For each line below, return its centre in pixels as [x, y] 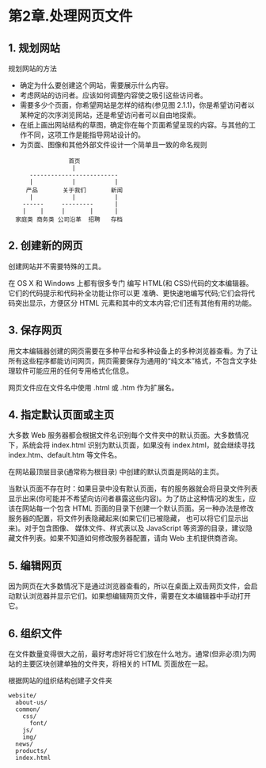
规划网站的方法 [32, 68]
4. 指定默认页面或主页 [61, 415]
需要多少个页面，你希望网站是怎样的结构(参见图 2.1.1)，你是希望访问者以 [137, 105]
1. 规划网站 [34, 48]
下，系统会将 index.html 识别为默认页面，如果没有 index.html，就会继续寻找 [132, 445]
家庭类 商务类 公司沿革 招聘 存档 [69, 219]
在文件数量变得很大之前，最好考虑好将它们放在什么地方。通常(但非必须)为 [129, 654]
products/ [31, 751]
